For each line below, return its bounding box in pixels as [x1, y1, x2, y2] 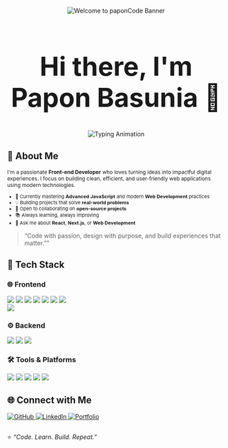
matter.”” [23, 239, 50, 247]
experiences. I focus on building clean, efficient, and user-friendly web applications [7, 175, 211, 182]
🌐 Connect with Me [7, 394, 92, 406]
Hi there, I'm [39, 51, 193, 82]
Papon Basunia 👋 [10, 82, 222, 114]
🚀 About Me [7, 150, 59, 162]
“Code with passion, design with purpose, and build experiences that [23, 232, 221, 240]
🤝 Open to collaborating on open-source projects [15, 205, 126, 212]
